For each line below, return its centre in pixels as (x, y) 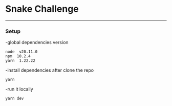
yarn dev (15, 99)
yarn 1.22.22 (20, 61)
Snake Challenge (42, 9)
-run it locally (19, 89)
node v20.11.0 (21, 52)
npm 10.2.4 (18, 56)
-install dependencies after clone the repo (50, 70)
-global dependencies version (37, 43)
